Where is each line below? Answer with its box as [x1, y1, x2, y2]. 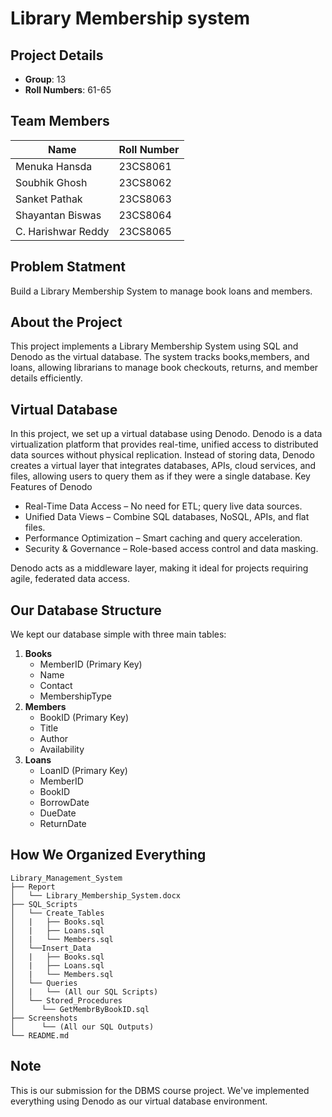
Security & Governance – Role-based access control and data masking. [24, 543, 319, 555]
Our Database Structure [10, 602, 162, 619]
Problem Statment [10, 258, 126, 276]
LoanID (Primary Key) [39, 765, 128, 777]
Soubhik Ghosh [15, 175, 88, 189]
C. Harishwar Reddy [15, 224, 110, 238]
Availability [39, 743, 85, 756]
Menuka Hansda [15, 159, 93, 173]
